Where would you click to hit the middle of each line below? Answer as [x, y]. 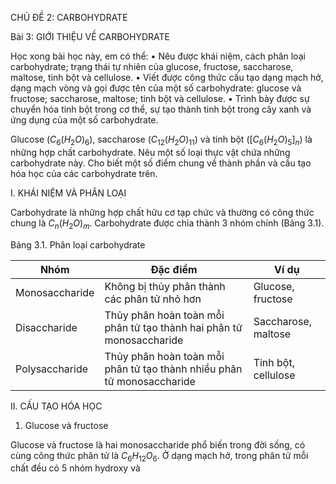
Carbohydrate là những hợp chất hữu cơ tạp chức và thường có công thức [162, 212]
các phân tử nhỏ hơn [153, 299]
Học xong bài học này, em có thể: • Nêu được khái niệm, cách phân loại [158, 56]
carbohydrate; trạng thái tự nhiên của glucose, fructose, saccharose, [152, 66]
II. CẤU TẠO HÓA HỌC [56, 406]
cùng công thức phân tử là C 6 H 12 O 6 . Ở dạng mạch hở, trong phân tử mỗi [159, 456]
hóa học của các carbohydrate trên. [84, 173]
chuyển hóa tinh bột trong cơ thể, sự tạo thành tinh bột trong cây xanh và [161, 109]
